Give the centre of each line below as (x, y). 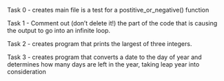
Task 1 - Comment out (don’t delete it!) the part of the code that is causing (112, 23)
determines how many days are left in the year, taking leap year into (103, 64)
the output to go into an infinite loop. (59, 31)
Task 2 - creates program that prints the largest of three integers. (100, 44)
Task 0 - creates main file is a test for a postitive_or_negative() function (108, 10)
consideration (27, 72)
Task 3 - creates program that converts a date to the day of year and (104, 57)
